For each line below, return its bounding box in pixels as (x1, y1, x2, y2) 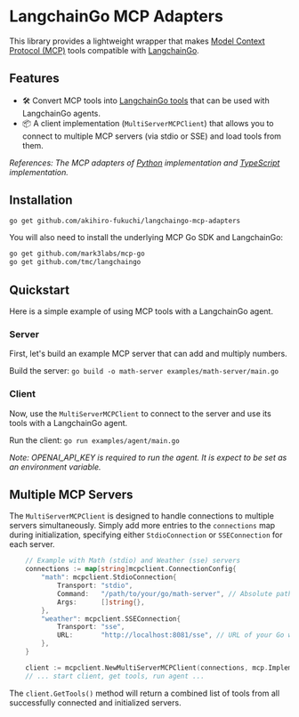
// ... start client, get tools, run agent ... (25, 672, 205, 681)
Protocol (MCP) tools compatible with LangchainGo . (9, 44, 200, 55)
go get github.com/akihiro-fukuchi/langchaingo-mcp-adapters (9, 216, 241, 225)
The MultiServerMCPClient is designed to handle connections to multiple (9, 511, 274, 521)
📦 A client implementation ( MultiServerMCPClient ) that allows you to (21, 117, 274, 128)
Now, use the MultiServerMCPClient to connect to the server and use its (9, 407, 271, 419)
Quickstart (9, 282, 70, 297)
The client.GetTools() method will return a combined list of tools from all (9, 688, 280, 698)
